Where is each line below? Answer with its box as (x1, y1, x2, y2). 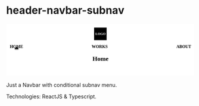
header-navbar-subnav (6, 4, 125, 17)
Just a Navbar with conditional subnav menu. (6, 81, 117, 88)
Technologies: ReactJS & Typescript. (6, 93, 97, 100)
